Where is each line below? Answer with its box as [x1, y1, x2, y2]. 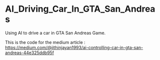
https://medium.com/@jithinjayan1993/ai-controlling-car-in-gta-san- [5, 44, 143, 50]
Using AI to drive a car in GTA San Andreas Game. [5, 30, 106, 36]
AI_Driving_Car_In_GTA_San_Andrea [5, 3, 156, 15]
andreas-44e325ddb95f [5, 50, 54, 56]
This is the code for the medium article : [5, 39, 86, 45]
